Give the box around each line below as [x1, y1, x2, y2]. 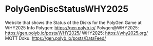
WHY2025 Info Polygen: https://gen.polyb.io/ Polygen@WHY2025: [5, 24, 139, 30]
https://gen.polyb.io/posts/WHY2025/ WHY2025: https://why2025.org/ [5, 30, 148, 36]
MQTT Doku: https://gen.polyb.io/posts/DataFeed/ [5, 35, 106, 41]
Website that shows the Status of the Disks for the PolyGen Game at [5, 20, 142, 25]
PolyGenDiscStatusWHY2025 [5, 3, 129, 15]
